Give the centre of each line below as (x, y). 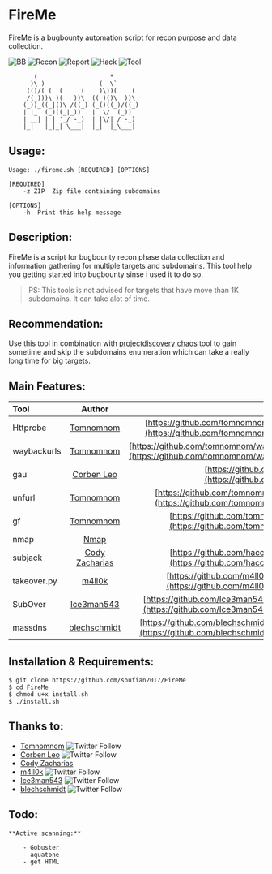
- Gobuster (41, 847)
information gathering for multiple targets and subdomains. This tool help (130, 265)
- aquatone (41, 855)
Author (95, 409)
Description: (40, 237)
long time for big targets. (49, 361)
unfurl (24, 498)
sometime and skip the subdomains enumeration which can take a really (129, 352)
